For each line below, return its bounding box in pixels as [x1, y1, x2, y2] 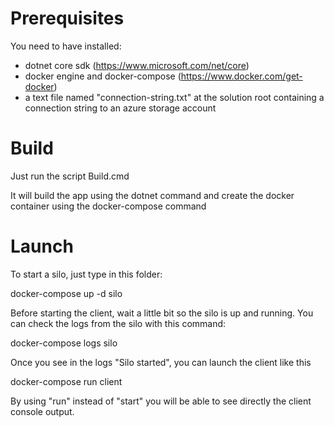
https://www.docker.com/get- [180, 70, 303, 82]
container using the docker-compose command [10, 200, 207, 212]
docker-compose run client [10, 375, 123, 387]
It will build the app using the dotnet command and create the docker [10, 189, 295, 201]
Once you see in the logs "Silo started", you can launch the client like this [10, 356, 312, 368]
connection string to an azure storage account [24, 102, 217, 114]
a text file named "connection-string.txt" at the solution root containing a [24, 91, 325, 103]
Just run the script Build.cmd [10, 170, 130, 182]
